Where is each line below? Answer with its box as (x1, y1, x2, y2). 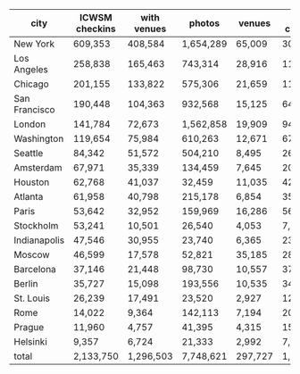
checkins (75, 22, 116, 35)
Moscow (13, 249, 51, 261)
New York (13, 37, 55, 50)
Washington (13, 133, 64, 145)
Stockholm (13, 220, 59, 231)
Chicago (13, 78, 49, 90)
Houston (13, 176, 50, 188)
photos (188, 17, 221, 29)
